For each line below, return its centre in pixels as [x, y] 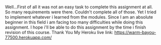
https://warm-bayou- [135, 32]
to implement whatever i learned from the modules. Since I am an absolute [79, 17]
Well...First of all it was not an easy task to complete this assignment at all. [79, 7]
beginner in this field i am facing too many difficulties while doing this [74, 22]
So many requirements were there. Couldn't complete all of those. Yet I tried [81, 12]
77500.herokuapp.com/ [29, 37]
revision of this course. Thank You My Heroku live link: [59, 32]
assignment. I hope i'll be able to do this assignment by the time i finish [76, 27]
